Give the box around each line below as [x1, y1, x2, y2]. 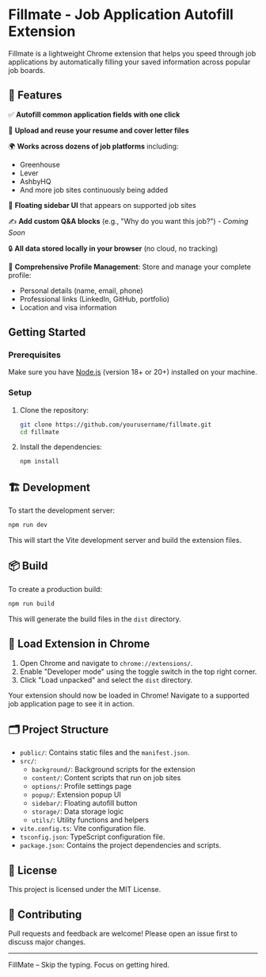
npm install [19, 458, 59, 466]
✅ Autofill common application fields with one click [8, 110, 180, 119]
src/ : [19, 756, 37, 766]
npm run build [8, 599, 55, 608]
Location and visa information [19, 302, 117, 312]
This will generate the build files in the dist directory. [8, 614, 181, 624]
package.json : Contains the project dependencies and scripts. [19, 840, 222, 850]
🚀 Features [8, 89, 63, 102]
